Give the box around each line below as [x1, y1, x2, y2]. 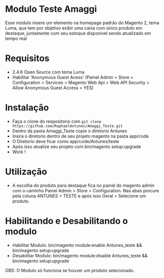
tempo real [5, 35, 27, 41]
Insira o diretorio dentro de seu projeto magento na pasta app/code [12, 133, 149, 139]
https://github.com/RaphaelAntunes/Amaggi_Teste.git [12, 123, 123, 129]
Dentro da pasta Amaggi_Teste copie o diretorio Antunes [12, 128, 127, 134]
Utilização [5, 166, 47, 177]
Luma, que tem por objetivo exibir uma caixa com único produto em [5, 25, 142, 31]
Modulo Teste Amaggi [5, 3, 97, 15]
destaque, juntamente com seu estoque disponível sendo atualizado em [5, 30, 151, 36]
